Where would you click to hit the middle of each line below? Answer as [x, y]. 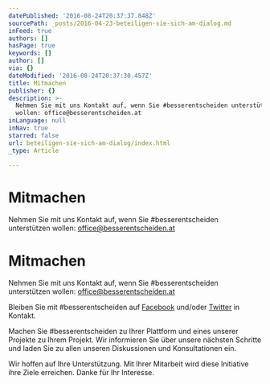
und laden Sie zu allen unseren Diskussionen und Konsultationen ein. [123, 349]
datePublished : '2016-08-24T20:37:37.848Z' [82, 16]
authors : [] [28, 38]
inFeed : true [30, 31]
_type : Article [34, 151]
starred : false [34, 135]
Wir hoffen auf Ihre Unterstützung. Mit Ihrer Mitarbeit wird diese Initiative [129, 364]
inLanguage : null [37, 121]
